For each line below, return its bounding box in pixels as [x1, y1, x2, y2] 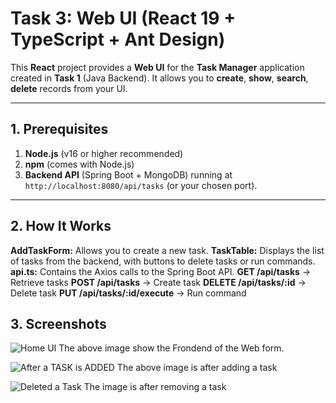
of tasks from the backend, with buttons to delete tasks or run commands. [10, 255, 316, 267]
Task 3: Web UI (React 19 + [10, 7, 237, 30]
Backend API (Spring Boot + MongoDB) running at [24, 168, 233, 181]
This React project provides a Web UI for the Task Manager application [10, 61, 305, 73]
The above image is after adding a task [116, 362, 278, 374]
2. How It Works [10, 218, 112, 235]
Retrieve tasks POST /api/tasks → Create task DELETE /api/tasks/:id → [10, 276, 307, 288]
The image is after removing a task [83, 381, 227, 393]
